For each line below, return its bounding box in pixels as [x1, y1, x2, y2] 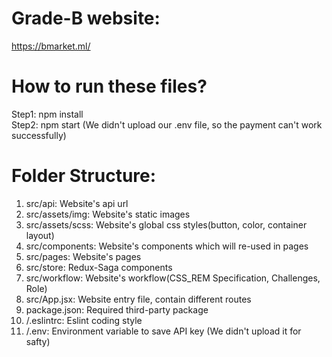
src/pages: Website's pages [25, 250, 142, 262]
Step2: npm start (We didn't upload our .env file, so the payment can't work [11, 118, 323, 131]
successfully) [11, 129, 67, 141]
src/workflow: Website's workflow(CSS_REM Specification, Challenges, [25, 272, 321, 284]
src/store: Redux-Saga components [25, 261, 173, 273]
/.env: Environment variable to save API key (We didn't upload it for [25, 325, 302, 337]
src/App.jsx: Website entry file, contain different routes [25, 293, 252, 305]
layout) [25, 229, 55, 241]
